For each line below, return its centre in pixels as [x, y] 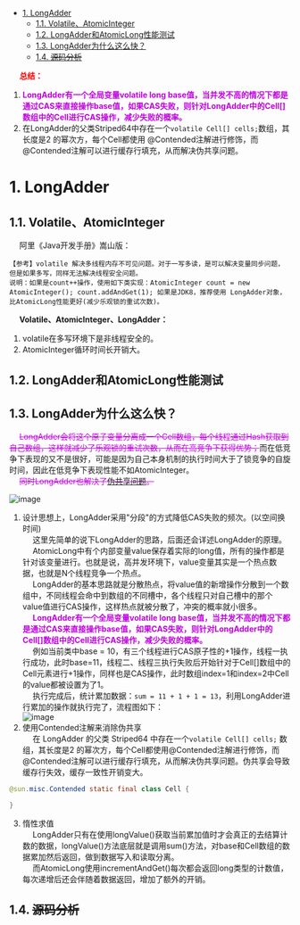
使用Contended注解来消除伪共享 [82, 728]
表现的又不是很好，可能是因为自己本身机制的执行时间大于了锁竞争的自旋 [158, 459]
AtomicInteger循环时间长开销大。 [83, 350]
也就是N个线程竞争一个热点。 [92, 574]
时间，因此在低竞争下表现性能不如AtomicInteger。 [102, 470]
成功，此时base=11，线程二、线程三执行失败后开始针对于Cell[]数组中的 [160, 663]
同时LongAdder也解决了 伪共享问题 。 [87, 482]
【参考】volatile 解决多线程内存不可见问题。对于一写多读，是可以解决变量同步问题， [147, 264]
